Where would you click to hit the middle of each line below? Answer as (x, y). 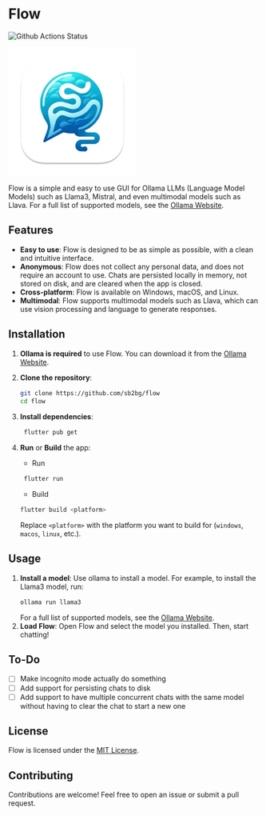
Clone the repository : (56, 378)
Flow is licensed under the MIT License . (74, 750)
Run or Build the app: (55, 448)
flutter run (44, 479)
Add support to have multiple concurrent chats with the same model (132, 697)
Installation (37, 334)
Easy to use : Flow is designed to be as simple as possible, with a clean (137, 250)
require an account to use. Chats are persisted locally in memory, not (133, 275)
